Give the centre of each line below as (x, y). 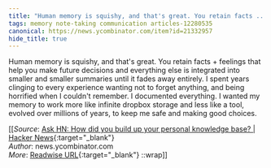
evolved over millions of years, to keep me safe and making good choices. (133, 114)
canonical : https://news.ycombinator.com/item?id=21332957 (111, 31)
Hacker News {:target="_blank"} (62, 138)
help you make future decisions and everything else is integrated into (124, 71)
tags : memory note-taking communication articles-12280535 (111, 24)
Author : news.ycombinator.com (61, 146)
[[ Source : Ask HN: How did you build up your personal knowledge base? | (132, 129)
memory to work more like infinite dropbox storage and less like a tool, (126, 105)
